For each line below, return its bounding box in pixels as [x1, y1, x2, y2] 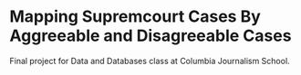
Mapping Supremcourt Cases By [9, 6, 262, 27]
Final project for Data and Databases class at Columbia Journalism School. [9, 55, 290, 66]
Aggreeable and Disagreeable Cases [9, 25, 292, 46]
